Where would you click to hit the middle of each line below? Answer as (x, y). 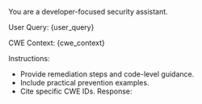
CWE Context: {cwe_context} (57, 43)
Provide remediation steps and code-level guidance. (107, 74)
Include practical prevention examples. (84, 83)
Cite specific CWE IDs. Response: (76, 91)
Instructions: (29, 58)
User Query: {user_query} (51, 27)
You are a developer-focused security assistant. (88, 12)
